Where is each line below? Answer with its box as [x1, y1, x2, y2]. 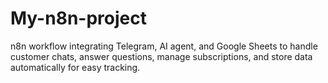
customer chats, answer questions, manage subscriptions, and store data [10, 50, 313, 62]
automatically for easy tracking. [10, 61, 141, 73]
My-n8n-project [10, 7, 147, 30]
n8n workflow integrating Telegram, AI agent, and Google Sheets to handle [10, 40, 318, 52]
